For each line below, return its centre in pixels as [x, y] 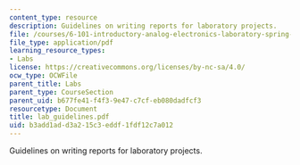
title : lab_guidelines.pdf [59, 117]
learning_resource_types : [57, 51]
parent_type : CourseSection [62, 92]
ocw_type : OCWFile [43, 76]
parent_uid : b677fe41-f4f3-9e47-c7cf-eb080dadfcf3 [105, 100]
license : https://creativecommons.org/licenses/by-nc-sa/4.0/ [127, 68]
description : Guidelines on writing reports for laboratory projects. [143, 26]
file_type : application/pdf [62, 42]
